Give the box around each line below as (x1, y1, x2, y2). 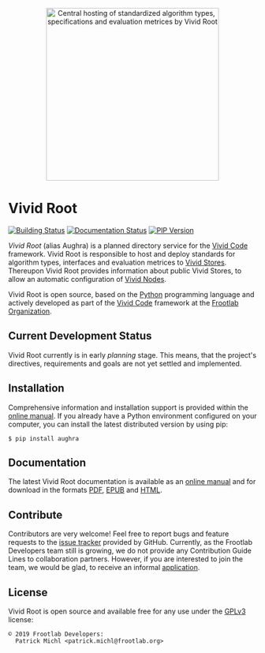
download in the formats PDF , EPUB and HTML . (8, 486, 163, 495)
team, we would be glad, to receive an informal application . (8, 563, 200, 572)
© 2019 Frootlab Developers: (8, 630, 104, 638)
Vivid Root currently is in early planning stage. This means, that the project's (8, 350, 257, 359)
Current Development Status (8, 329, 152, 343)
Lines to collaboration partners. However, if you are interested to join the (8, 554, 243, 564)
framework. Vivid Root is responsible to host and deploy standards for (8, 249, 236, 258)
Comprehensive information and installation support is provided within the (8, 403, 248, 412)
